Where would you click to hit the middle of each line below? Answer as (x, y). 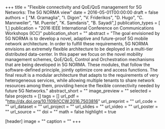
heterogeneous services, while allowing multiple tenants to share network (80, 80)
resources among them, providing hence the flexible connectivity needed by (82, 85)
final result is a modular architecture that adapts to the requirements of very (82, 75)
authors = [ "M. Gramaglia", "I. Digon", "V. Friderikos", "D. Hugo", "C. (74, 17)
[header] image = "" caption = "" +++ (43, 121)
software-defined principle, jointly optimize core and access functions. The (82, 70)
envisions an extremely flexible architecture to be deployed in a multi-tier (79, 49)
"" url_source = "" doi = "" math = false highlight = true (61, 112)
